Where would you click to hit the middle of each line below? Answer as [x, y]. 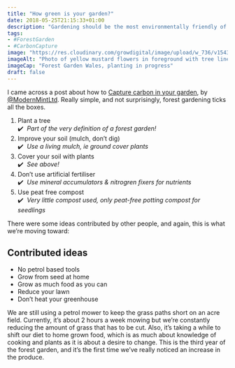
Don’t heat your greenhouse [58, 299]
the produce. [26, 358]
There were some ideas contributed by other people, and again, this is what [116, 223]
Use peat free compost [51, 192]
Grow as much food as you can [62, 284]
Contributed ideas [48, 252]
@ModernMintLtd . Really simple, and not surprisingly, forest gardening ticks [116, 99]
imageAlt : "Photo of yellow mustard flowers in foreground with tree [111, 59]
